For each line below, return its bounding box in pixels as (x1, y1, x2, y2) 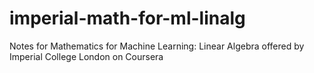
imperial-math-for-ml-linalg (9, 7, 246, 30)
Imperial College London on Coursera (9, 50, 164, 62)
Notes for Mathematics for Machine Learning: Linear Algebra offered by (9, 40, 305, 52)
